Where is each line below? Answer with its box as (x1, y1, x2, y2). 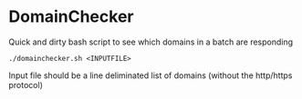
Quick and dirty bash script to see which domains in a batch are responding (8, 36, 294, 47)
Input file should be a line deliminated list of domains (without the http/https (8, 70, 293, 81)
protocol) (8, 79, 43, 90)
